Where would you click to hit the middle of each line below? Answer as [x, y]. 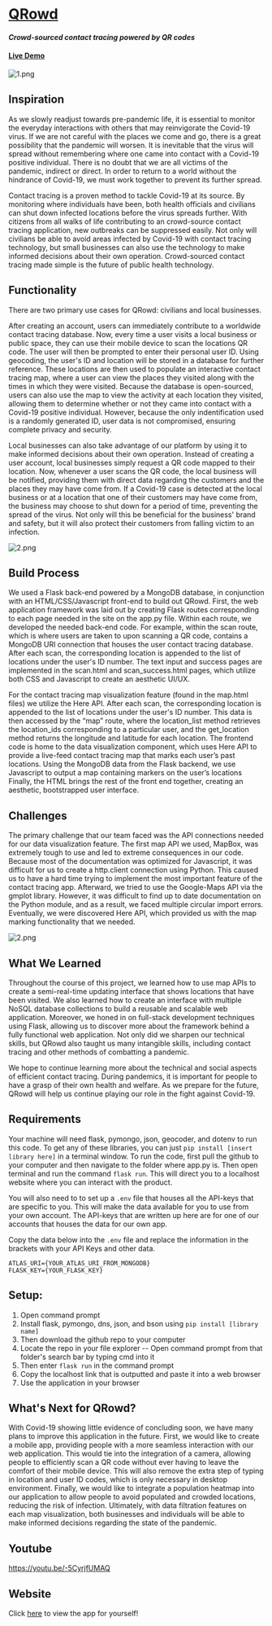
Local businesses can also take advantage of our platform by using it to [128, 445]
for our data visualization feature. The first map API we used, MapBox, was [134, 844]
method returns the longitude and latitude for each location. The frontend [131, 738]
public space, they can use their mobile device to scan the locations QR [128, 343]
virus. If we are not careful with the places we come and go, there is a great [135, 136]
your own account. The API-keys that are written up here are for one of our [134, 1215]
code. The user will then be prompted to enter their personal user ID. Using [134, 352]
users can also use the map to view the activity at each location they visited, [136, 395]
